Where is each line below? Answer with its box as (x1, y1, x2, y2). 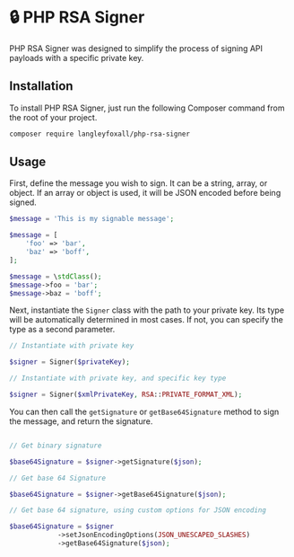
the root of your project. (9, 111, 98, 122)
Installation (9, 78, 73, 94)
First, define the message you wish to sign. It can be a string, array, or (9, 178, 268, 189)
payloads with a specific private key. (9, 52, 144, 63)
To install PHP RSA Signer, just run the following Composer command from (9, 102, 285, 113)
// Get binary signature (9, 441, 102, 450)
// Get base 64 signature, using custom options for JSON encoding (9, 506, 267, 515)
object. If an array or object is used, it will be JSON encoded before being (9, 188, 281, 199)
